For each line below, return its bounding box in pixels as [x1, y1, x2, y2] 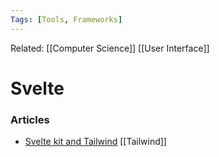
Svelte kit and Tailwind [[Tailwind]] [24, 136, 167, 148]
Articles [10, 112, 50, 126]
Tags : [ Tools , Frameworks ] [10, 14, 123, 25]
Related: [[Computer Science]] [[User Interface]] [10, 42, 210, 54]
